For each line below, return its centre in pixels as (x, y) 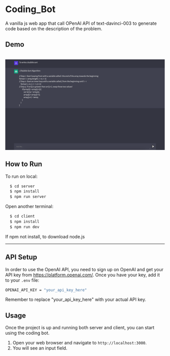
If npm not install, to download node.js (45, 236)
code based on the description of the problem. (54, 28)
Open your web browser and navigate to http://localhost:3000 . (79, 343)
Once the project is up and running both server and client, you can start (80, 328)
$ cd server (23, 186)
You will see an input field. (40, 348)
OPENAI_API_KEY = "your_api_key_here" (46, 290)
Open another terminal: (29, 207)
